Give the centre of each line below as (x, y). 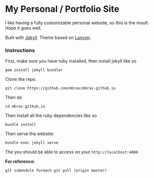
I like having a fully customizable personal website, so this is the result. (77, 23)
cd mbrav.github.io (25, 107)
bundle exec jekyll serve (32, 143)
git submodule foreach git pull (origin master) (56, 171)
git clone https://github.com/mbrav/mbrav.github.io (60, 88)
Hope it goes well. (23, 28)
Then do (14, 98)
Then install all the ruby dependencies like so (51, 116)
